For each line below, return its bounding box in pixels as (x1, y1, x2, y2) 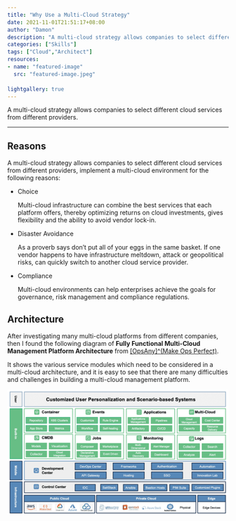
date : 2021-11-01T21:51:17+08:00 (7, 18, 105, 26)
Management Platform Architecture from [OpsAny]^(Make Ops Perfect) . (7, 347, 219, 355)
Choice (17, 187, 39, 196)
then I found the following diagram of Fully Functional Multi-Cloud (7, 340, 201, 347)
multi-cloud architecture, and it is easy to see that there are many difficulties (7, 368, 228, 376)
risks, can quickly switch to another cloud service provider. (17, 258, 188, 266)
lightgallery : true (7, 85, 65, 93)
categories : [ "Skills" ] (7, 41, 77, 49)
